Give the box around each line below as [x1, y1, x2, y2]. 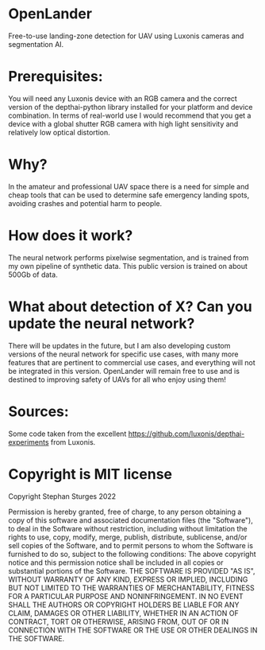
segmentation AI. [8, 39, 64, 49]
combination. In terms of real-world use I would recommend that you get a [8, 111, 252, 120]
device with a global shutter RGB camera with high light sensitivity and [8, 119, 239, 128]
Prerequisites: [8, 68, 103, 86]
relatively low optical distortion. [8, 127, 110, 137]
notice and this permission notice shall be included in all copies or [8, 558, 224, 567]
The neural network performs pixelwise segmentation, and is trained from [8, 252, 249, 263]
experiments [8, 437, 49, 446]
